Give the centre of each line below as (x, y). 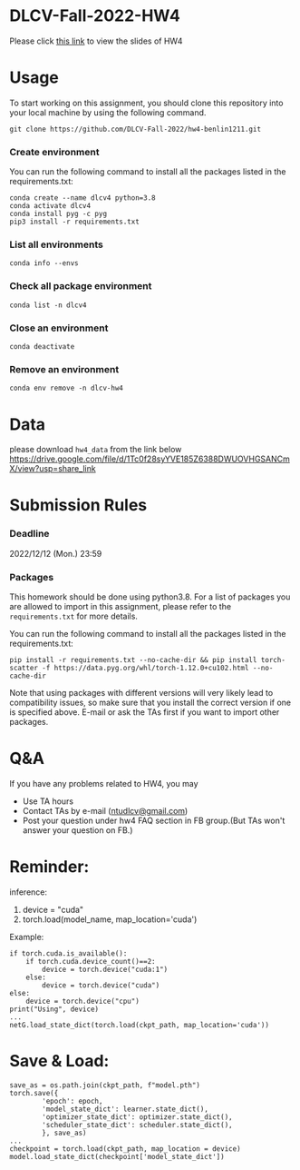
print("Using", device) (54, 1009)
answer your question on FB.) (77, 830)
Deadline (29, 534)
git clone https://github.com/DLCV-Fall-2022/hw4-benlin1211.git (135, 129)
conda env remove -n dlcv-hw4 (67, 388)
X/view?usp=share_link (53, 469)
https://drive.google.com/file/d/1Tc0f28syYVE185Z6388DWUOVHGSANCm (150, 459)
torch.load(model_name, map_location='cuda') (110, 919)
